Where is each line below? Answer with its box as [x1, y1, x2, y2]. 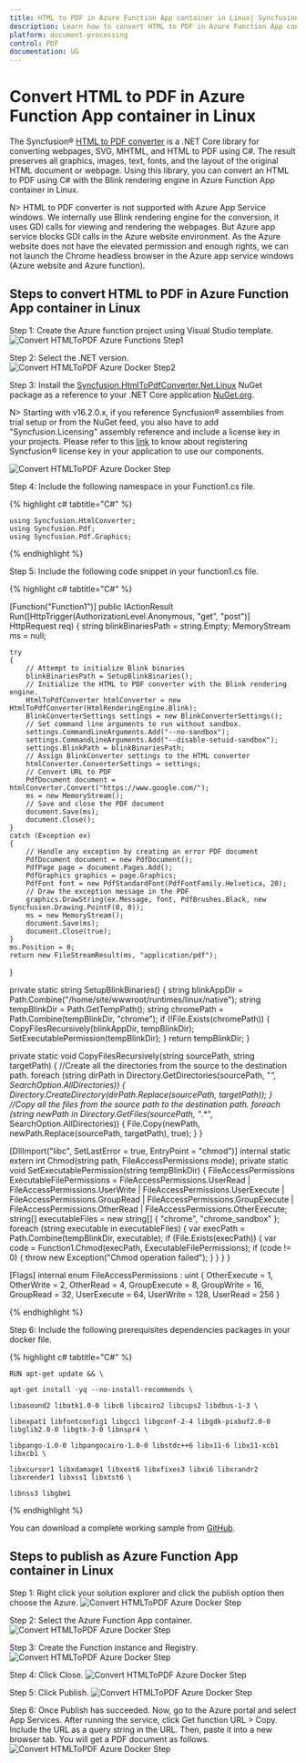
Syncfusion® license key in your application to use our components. [9, 446, 264, 456]
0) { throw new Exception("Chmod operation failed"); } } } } [9, 1252, 230, 1263]
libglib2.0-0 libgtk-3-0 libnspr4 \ [9, 1425, 148, 1434]
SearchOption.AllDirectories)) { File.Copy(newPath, [9, 1118, 200, 1129]
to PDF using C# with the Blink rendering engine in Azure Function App [9, 175, 276, 186]
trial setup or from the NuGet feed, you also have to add [9, 416, 219, 427]
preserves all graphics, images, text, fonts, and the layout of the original [9, 156, 280, 167]
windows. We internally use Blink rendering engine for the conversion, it [9, 211, 280, 223]
